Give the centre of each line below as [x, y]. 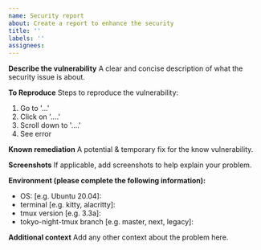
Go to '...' [35, 109]
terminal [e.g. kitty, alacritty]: [67, 205]
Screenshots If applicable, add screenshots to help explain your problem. [130, 165]
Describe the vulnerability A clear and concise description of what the [126, 68]
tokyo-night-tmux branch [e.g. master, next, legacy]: [107, 222]
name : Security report [46, 16]
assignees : [27, 46]
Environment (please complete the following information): [107, 181]
